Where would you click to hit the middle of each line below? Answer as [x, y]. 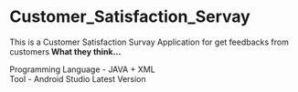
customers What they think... [65, 51]
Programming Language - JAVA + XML [82, 69]
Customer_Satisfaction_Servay [130, 17]
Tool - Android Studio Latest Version [78, 78]
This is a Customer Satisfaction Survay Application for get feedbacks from [149, 42]
